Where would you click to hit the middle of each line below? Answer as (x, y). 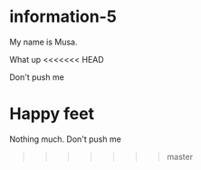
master (180, 156)
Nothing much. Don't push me (66, 139)
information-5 (63, 17)
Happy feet (52, 114)
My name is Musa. (43, 42)
